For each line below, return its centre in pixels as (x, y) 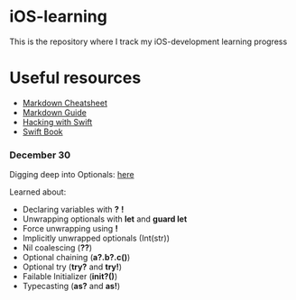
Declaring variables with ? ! (73, 210)
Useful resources (75, 78)
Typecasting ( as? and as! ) (71, 286)
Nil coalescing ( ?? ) (57, 248)
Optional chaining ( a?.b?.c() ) (76, 258)
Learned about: (38, 192)
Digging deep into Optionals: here (72, 175)
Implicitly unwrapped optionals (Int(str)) (96, 238)
